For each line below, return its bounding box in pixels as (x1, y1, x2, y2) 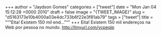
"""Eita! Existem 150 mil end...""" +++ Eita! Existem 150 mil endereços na (5, 19, 151, 25)
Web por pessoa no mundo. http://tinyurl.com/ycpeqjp (5, 24, 115, 30)
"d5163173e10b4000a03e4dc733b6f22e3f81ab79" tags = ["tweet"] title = (5, 14, 153, 20)
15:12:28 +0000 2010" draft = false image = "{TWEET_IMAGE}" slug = (5, 9, 145, 15)
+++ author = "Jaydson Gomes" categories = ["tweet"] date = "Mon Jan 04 (5, 4, 157, 10)
